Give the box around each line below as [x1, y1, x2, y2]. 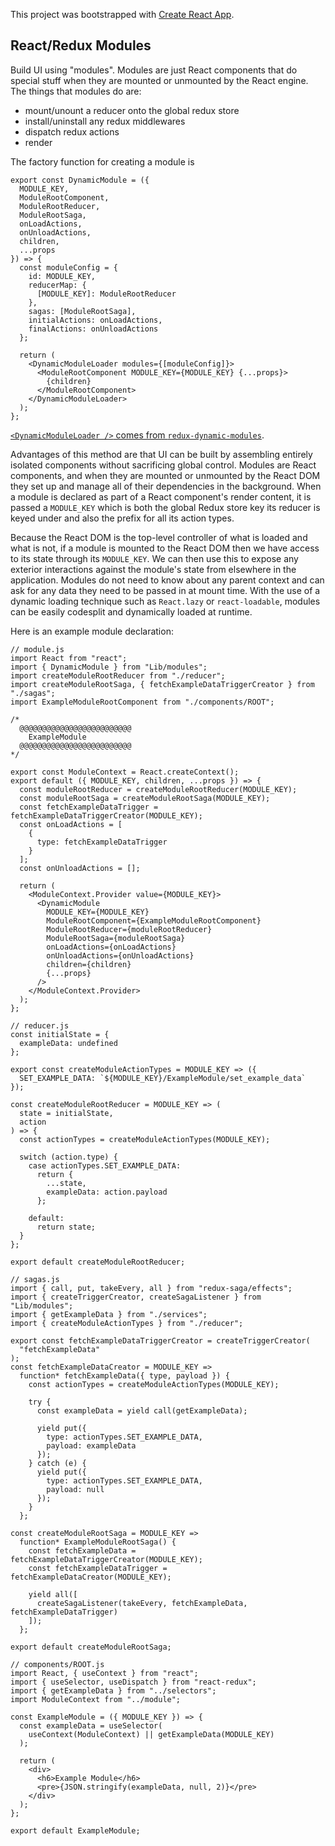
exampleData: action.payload [46, 1187, 168, 1197]
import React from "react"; [10, 653, 128, 663]
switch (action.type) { [19, 1152, 118, 1162]
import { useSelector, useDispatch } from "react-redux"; [10, 1677, 257, 1687]
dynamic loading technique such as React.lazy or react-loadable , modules [10, 595, 321, 607]
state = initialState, [19, 1108, 114, 1118]
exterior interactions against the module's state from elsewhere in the [10, 563, 297, 575]
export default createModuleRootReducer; [10, 1257, 186, 1267]
